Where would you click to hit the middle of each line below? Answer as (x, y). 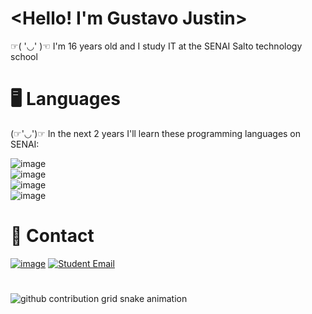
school (24, 56)
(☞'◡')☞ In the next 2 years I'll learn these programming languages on (156, 133)
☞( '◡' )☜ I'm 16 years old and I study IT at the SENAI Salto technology (156, 46)
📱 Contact (52, 236)
